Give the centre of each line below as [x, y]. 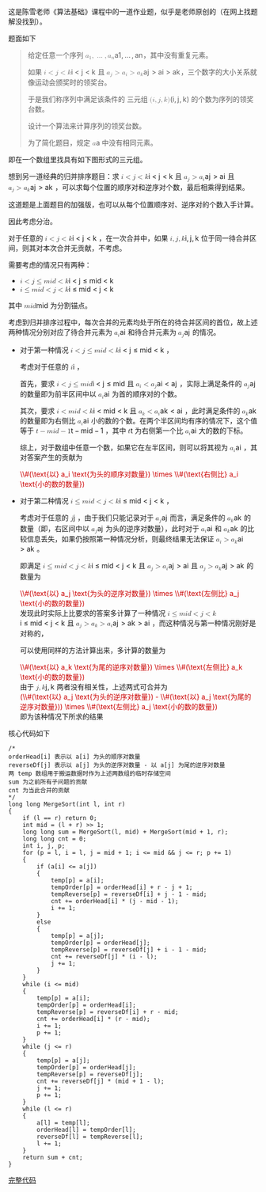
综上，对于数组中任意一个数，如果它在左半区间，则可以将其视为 [123, 448]
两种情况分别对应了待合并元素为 [60, 332]
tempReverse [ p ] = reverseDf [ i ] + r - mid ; [108, 1012]
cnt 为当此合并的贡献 [39, 791]
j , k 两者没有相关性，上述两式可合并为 [106, 687]
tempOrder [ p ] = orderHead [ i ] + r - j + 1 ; [122, 888]
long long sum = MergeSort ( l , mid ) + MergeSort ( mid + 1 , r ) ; [125, 832]
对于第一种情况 [44, 350]
